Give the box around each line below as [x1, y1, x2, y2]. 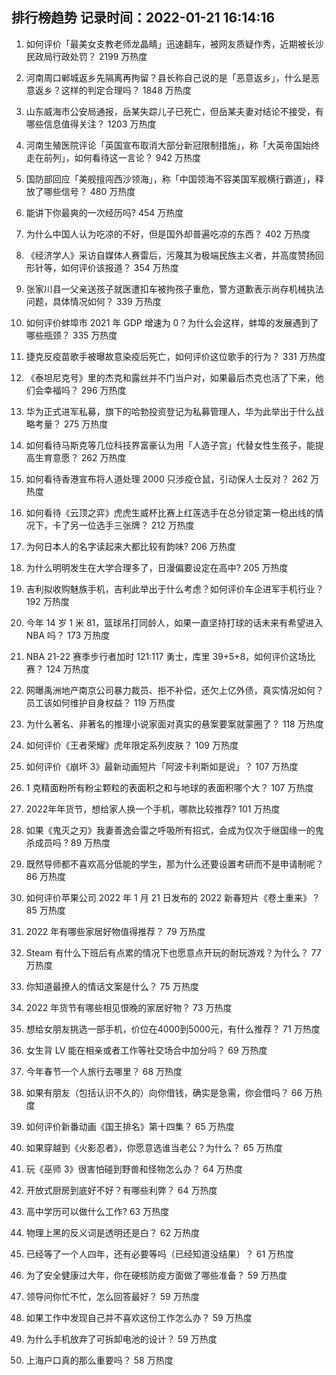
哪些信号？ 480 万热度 [43, 185, 136, 197]
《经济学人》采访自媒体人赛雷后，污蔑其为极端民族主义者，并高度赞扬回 [25, 249, 324, 261]
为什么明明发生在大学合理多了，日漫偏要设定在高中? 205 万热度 [25, 561, 289, 573]
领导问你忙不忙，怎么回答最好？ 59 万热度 [25, 1290, 200, 1302]
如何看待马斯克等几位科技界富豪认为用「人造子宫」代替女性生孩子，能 [25, 439, 316, 451]
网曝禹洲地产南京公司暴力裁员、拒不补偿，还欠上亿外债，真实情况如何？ [25, 684, 324, 696]
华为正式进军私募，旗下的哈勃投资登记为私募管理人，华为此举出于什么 [25, 405, 316, 417]
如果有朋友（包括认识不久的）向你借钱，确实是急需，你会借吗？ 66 [25, 1086, 303, 1098]
